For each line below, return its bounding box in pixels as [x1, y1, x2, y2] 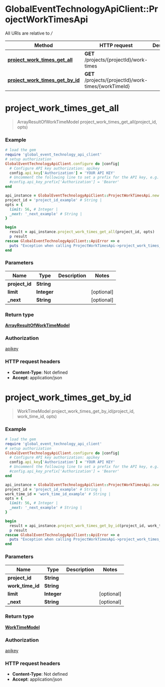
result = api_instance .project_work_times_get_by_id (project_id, [9, 523, 146, 528]
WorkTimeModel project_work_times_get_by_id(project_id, [17, 408, 135, 414]
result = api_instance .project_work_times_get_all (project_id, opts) [9, 229, 155, 234]
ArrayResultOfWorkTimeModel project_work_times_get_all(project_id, [17, 119, 157, 125]
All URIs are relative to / [5, 30, 53, 36]
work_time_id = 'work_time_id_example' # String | [5, 491, 111, 496]
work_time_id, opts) [17, 413, 57, 419]
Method [34, 42, 53, 49]
